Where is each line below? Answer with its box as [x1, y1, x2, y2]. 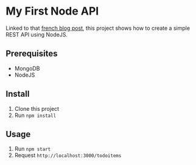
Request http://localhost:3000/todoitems [14, 152, 122, 159]
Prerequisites [5, 49, 58, 59]
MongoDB [14, 65, 40, 72]
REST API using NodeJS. [5, 30, 68, 38]
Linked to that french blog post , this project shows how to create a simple [5, 24, 190, 32]
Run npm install [14, 111, 57, 119]
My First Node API [5, 4, 99, 18]
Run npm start [14, 145, 51, 153]
